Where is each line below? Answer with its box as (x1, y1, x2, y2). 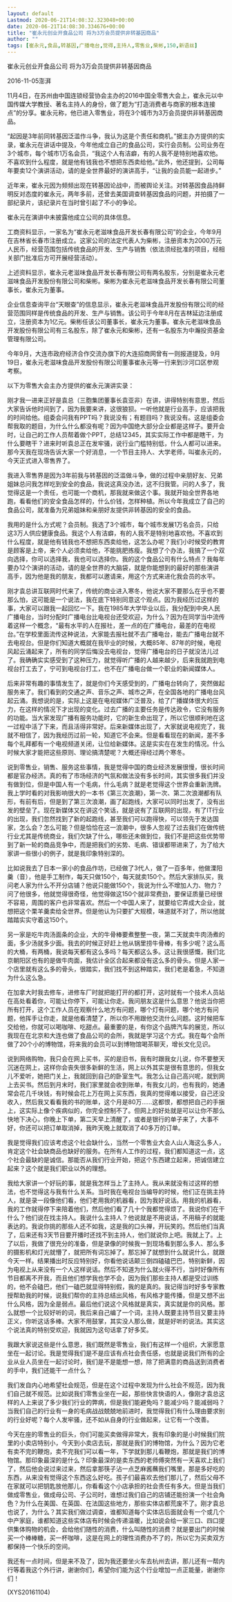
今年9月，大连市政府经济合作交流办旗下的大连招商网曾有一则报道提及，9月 (7, 349, 221, 358)
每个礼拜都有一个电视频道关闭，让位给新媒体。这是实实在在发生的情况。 (7, 740, 213, 748)
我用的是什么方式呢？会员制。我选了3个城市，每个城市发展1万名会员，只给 (7, 521, 220, 528)
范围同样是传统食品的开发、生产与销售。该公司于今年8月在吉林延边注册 (12, 309, 217, 317)
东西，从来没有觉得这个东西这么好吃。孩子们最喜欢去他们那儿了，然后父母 (7, 1474, 219, 1481)
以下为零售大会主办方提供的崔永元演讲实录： (7, 381, 135, 389)
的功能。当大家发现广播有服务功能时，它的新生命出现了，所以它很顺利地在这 (7, 714, 225, 722)
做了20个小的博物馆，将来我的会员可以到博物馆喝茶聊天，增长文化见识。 (7, 1040, 215, 1048)
